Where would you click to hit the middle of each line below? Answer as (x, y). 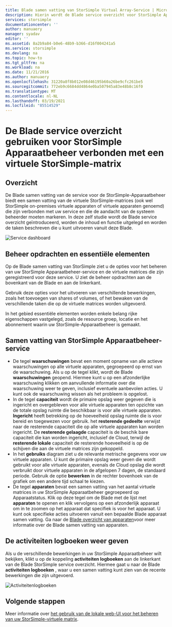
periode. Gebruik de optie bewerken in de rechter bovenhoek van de (85, 475)
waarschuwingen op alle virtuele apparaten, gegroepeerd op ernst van (87, 366)
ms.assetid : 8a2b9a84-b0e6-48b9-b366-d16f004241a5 (60, 44)
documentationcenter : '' (32, 24)
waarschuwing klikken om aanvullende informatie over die (74, 383)
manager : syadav (23, 34)
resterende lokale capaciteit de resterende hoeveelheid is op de (81, 443)
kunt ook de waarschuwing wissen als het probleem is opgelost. (80, 394)
